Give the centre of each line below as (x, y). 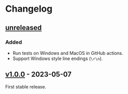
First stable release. (26, 86)
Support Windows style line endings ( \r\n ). (57, 58)
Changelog (29, 9)
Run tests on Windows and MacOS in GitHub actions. (68, 53)
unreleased (24, 28)
